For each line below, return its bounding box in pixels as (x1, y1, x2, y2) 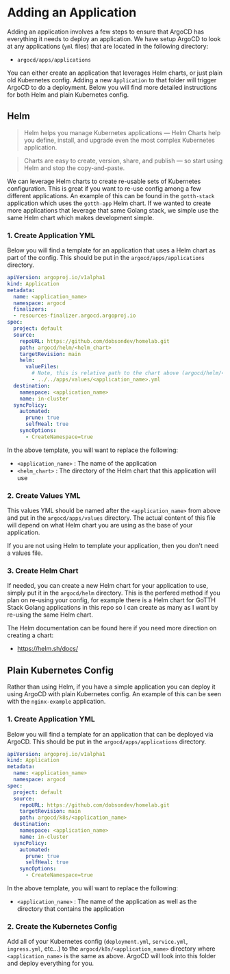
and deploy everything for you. (7, 959, 94, 968)
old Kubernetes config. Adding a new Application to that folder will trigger (7, 75, 217, 84)
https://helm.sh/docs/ (16, 645, 79, 653)
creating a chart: (7, 631, 54, 639)
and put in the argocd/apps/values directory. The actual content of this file (7, 514, 216, 522)
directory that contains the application (16, 905, 125, 913)
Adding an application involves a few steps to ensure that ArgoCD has (7, 27, 204, 36)
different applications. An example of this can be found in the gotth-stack (7, 191, 215, 200)
